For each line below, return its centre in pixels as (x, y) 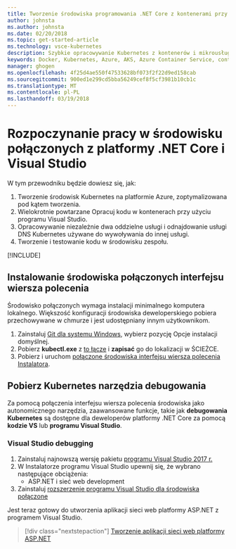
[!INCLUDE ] (24, 255)
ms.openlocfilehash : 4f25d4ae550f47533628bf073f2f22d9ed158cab (102, 72)
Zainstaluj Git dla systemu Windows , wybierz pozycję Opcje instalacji (117, 334)
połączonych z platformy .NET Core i (116, 149)
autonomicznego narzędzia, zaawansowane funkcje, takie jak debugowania (117, 410)
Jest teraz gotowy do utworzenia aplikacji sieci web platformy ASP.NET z (113, 510)
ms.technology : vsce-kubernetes (54, 46)
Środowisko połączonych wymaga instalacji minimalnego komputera (106, 305)
